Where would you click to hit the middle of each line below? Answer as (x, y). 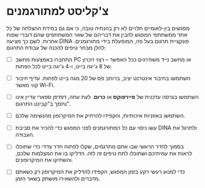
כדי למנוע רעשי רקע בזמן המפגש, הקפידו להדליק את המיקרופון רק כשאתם (100, 172)
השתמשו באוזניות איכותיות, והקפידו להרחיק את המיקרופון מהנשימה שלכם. (100, 116)
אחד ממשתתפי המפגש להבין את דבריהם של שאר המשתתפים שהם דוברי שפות (97, 34)
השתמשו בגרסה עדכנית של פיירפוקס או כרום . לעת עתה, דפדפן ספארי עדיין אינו (107, 97)
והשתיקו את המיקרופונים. (44, 160)
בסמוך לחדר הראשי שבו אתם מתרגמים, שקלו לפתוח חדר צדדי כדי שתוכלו (99, 146)
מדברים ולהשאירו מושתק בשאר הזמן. (58, 179)
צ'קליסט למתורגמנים (58, 11)
